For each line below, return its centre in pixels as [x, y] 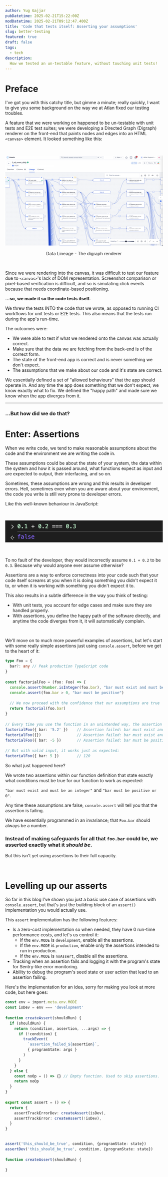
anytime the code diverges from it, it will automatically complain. [79, 621]
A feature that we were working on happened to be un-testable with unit [79, 123]
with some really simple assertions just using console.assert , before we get [83, 646]
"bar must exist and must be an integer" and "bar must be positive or [81, 790]
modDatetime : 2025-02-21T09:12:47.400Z [47, 21]
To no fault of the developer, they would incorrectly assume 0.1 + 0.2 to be [83, 560]
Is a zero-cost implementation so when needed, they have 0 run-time [84, 930]
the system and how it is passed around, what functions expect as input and [84, 468]
